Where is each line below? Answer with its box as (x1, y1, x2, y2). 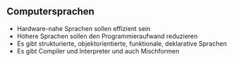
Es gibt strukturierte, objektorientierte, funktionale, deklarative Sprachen (16, 39, 227, 48)
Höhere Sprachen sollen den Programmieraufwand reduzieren (16, 32, 198, 40)
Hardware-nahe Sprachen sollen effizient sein (16, 24, 151, 32)
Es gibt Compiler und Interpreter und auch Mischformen (16, 46, 180, 55)
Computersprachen (6, 6, 94, 18)
